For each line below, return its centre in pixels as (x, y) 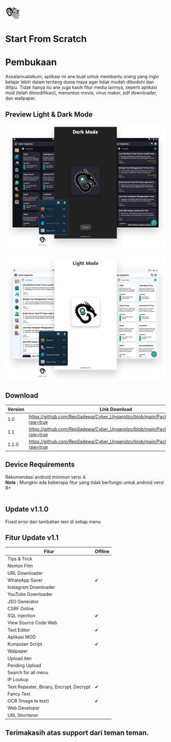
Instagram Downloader (31, 587)
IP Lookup (18, 680)
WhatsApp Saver (25, 580)
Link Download (116, 409)
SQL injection (21, 616)
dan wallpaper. (21, 98)
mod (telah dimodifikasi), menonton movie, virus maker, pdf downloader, (81, 93)
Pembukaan (31, 62)
